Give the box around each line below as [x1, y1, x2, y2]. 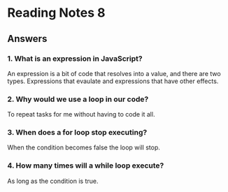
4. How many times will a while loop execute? [7, 161, 164, 170]
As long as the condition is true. [7, 177, 99, 185]
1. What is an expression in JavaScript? [7, 54, 143, 64]
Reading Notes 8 [7, 5, 106, 21]
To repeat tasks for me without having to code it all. [7, 110, 155, 119]
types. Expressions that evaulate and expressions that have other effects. [7, 77, 219, 85]
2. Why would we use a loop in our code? [7, 94, 149, 104]
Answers [7, 33, 48, 45]
